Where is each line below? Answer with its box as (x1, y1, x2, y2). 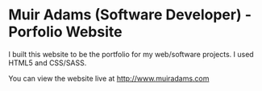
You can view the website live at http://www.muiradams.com (8, 73, 210, 83)
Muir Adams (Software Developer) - (8, 6, 252, 24)
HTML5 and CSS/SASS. (8, 58, 87, 68)
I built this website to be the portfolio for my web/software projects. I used (8, 49, 254, 59)
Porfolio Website (8, 23, 123, 41)
